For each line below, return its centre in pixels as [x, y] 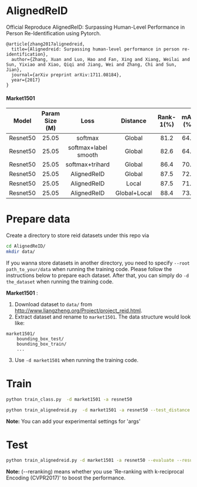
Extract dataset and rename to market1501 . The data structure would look [103, 317]
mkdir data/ [21, 251]
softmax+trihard [88, 164]
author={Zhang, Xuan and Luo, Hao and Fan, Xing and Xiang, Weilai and [101, 59]
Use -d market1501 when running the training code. [77, 360]
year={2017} [26, 80]
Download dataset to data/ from [53, 304]
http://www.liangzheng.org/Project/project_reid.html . [78, 310]
